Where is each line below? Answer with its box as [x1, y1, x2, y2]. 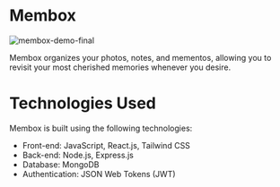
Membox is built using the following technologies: [9, 123, 193, 133]
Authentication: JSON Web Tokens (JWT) [22, 168, 177, 179]
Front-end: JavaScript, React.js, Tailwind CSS [22, 140, 191, 150]
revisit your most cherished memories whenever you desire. [9, 62, 232, 72]
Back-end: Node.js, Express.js [22, 149, 135, 160]
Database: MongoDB [22, 158, 100, 170]
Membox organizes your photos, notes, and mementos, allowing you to [9, 52, 272, 63]
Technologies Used [9, 93, 157, 114]
